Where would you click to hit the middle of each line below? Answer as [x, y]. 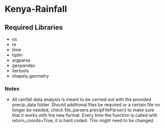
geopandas [23, 65]
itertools [20, 71]
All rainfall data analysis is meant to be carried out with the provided [82, 99]
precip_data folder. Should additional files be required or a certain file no [86, 105]
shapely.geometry [30, 76]
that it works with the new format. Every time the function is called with [84, 115]
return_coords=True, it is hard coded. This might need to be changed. [83, 121]
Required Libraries [34, 27]
